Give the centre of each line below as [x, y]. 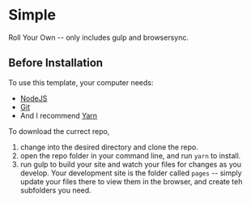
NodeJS [34, 98]
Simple [32, 15]
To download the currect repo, [59, 131]
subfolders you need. [55, 190]
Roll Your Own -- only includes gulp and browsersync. [98, 37]
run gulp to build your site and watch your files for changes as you [130, 164]
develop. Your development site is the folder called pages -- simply [131, 173]
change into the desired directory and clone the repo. [109, 147]
